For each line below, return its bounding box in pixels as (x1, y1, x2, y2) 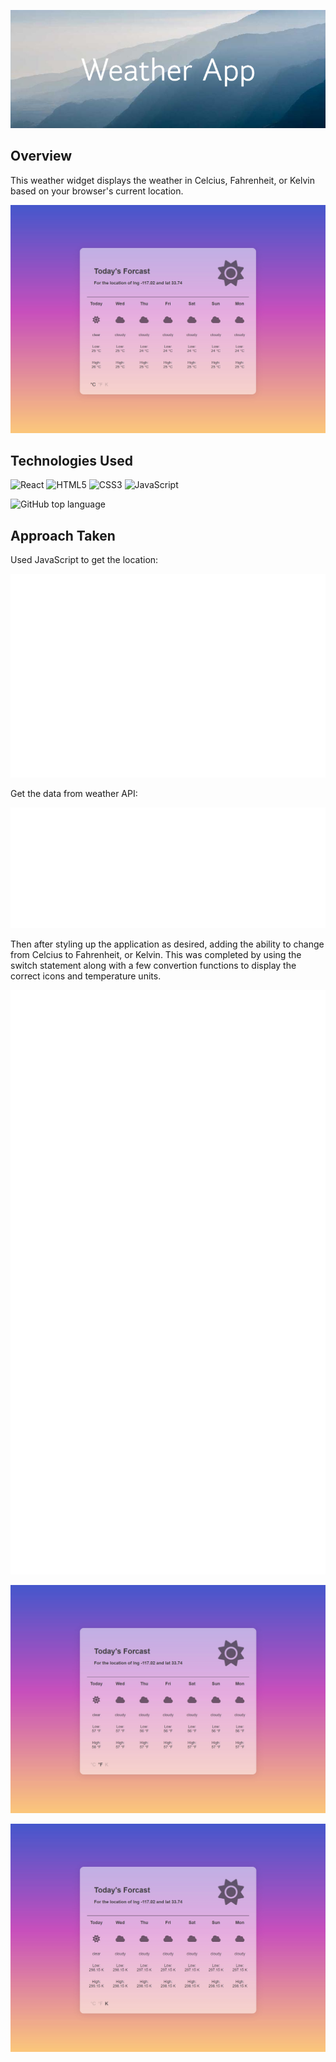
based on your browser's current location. (10, 185, 184, 197)
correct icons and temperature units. (10, 970, 162, 982)
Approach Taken (10, 527, 116, 544)
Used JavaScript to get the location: (10, 554, 159, 566)
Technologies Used (10, 452, 133, 469)
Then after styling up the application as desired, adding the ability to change (10, 938, 325, 950)
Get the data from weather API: (10, 788, 138, 800)
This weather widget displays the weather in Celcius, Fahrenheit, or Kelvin (10, 174, 315, 186)
